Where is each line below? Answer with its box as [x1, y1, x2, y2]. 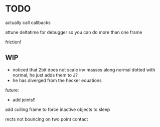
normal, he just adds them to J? [12, 72, 78, 78]
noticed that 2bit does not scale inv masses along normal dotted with [12, 66, 155, 72]
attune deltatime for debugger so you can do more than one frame [5, 29, 142, 35]
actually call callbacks [5, 19, 51, 25]
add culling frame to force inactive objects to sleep [5, 106, 110, 112]
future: [5, 87, 19, 93]
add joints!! [12, 96, 36, 102]
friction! [5, 38, 22, 45]
